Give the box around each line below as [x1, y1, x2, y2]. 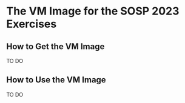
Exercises [6, 17, 57, 31]
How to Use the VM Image [6, 75, 106, 85]
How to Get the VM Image [6, 41, 105, 51]
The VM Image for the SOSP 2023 [6, 4, 180, 18]
